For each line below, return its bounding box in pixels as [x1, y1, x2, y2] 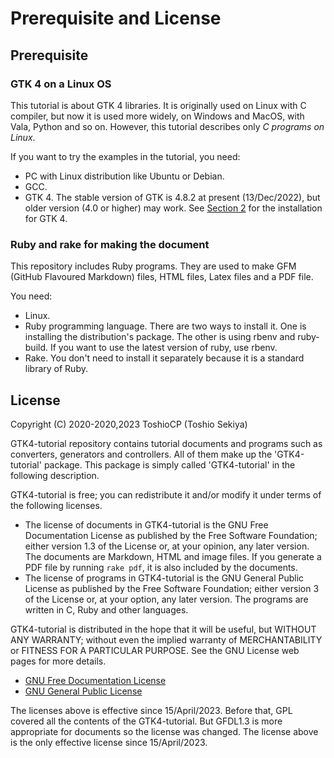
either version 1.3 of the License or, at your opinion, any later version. [24, 540, 310, 552]
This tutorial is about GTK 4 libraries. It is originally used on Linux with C [10, 99, 307, 111]
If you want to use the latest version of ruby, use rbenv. [49, 342, 278, 354]
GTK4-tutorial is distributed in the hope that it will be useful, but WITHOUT [10, 623, 317, 635]
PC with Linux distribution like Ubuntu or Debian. [24, 170, 225, 182]
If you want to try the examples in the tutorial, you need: [10, 150, 241, 162]
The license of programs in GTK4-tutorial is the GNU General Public [24, 572, 305, 584]
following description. [10, 469, 100, 481]
